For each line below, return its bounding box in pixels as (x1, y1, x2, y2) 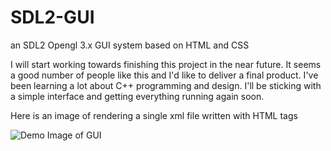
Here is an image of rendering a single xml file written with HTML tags (10, 109, 298, 121)
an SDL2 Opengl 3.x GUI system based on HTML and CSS (10, 39, 250, 51)
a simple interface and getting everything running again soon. (10, 90, 265, 102)
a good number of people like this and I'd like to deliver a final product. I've (10, 69, 319, 81)
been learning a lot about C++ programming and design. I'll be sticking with (10, 79, 322, 91)
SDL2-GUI (10, 6, 95, 29)
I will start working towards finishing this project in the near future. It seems (10, 58, 322, 70)
